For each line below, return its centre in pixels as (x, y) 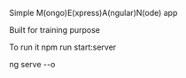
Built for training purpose (54, 30)
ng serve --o (32, 64)
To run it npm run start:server (63, 47)
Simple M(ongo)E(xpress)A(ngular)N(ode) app (93, 13)
